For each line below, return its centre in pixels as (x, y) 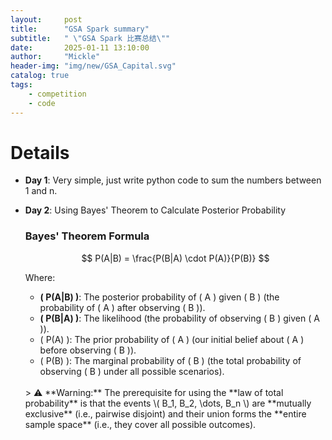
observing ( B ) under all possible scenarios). (132, 371)
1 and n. (41, 191)
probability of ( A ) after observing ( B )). (122, 307)
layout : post (46, 19)
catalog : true (40, 76)
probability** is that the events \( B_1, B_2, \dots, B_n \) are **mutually (168, 403)
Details (40, 152)
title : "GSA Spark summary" (80, 29)
